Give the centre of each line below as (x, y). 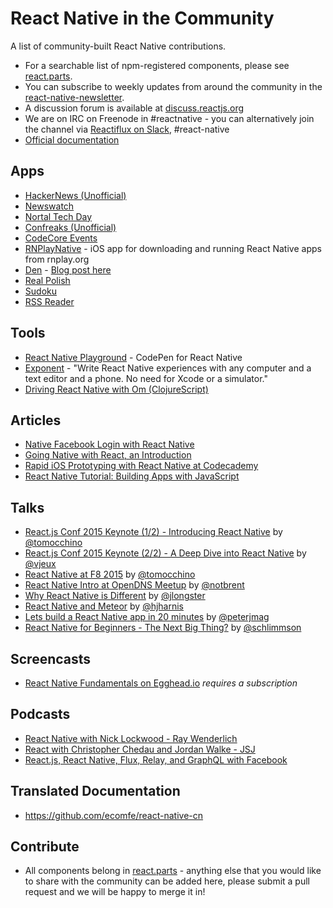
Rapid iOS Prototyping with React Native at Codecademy (141, 466)
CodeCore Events (61, 238)
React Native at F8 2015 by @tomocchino (110, 574)
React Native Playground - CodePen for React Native (133, 357)
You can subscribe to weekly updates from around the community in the (173, 86)
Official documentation (72, 139)
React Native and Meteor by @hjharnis (104, 606)
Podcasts (40, 714)
